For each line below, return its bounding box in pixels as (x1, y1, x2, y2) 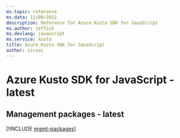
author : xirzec (6, 48, 44, 54)
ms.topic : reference (6, 8, 58, 15)
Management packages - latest (6, 109, 125, 120)
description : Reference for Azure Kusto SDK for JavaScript (6, 20, 159, 26)
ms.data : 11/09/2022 (6, 14, 58, 20)
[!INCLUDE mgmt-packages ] (6, 125, 76, 132)
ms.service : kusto (6, 36, 52, 42)
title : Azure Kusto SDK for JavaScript (6, 42, 105, 48)
